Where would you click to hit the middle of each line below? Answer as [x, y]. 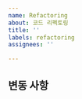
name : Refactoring [38, 15]
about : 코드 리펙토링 [38, 23]
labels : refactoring [42, 37]
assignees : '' [31, 45]
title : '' [24, 30]
